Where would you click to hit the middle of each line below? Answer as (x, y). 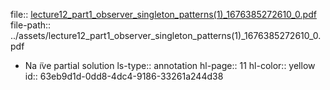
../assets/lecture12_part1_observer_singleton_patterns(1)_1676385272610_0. (166, 35)
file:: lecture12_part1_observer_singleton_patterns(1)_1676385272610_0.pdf (163, 14)
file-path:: (31, 25)
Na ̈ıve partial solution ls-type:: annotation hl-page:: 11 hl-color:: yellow (170, 65)
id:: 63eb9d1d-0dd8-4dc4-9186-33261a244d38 (124, 76)
